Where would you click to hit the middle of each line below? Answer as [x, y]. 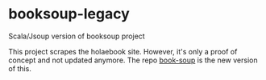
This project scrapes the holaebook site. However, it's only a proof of [123, 51]
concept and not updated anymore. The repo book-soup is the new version [133, 60]
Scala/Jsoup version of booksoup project [77, 36]
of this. [20, 68]
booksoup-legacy [69, 14]
